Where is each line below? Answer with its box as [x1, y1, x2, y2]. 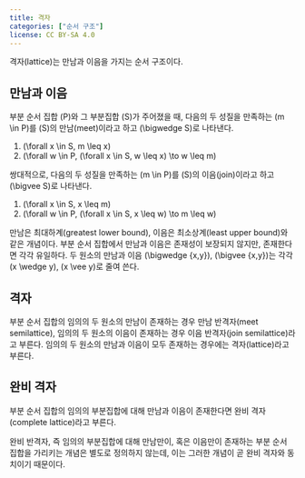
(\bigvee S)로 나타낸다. [9, 181, 93, 192]
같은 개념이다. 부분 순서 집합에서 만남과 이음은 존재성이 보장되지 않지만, [9, 238, 261, 250]
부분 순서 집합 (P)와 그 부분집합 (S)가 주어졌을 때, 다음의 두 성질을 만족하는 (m [9, 111, 285, 123]
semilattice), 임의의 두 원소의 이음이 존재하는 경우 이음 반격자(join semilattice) [9, 328, 289, 338]
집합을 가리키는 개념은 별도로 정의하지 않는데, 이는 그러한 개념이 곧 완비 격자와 [9, 447, 286, 458]
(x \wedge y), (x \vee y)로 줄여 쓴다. [9, 261, 140, 273]
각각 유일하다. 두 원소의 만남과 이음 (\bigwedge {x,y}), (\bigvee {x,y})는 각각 [18, 250, 293, 261]
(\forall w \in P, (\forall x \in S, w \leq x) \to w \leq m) [22, 151, 217, 162]
